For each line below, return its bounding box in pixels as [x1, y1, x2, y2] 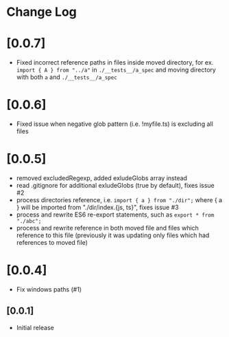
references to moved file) [16, 239, 88, 246]
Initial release [16, 323, 54, 331]
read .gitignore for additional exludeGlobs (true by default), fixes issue [16, 182, 215, 189]
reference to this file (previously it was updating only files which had [16, 231, 210, 239]
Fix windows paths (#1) [16, 285, 82, 293]
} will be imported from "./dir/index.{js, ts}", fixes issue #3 [16, 204, 179, 211]
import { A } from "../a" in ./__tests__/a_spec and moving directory [16, 66, 217, 74]
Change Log [6, 4, 77, 20]
